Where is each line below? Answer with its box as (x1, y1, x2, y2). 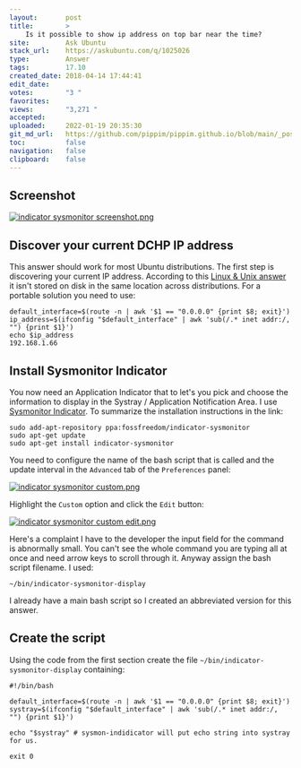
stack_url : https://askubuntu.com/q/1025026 (9, 47, 191, 56)
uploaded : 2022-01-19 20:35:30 (9, 122, 142, 131)
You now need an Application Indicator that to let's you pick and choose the (9, 386, 288, 397)
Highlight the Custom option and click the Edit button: (9, 498, 204, 509)
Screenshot (9, 187, 76, 203)
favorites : (9, 96, 50, 106)
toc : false (9, 138, 87, 147)
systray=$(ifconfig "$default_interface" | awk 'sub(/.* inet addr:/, (9, 704, 279, 713)
